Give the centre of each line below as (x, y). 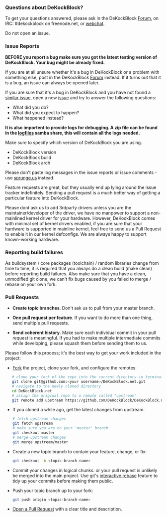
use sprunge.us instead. (30, 177)
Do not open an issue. (28, 33)
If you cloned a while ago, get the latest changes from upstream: (79, 410)
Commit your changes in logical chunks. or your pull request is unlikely (85, 470)
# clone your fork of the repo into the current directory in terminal (87, 377)
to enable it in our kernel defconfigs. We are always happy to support (76, 234)
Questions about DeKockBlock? (44, 7)
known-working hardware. (32, 239)
